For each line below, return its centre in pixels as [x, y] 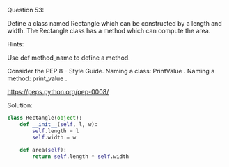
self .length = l [56, 131]
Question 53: [26, 10]
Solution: [20, 105]
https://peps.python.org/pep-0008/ [58, 92]
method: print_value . [37, 78]
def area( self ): [44, 150]
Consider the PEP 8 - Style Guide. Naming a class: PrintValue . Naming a [111, 71]
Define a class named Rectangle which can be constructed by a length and [115, 23]
